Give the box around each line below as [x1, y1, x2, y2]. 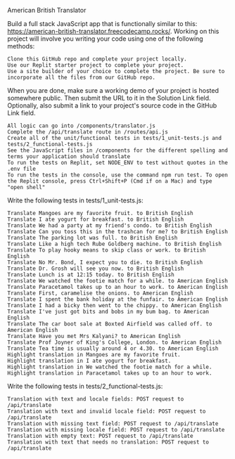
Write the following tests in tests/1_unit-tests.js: [7, 196, 144, 205]
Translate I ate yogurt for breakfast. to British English [7, 216, 184, 223]
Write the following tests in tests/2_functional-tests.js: [7, 382, 163, 390]
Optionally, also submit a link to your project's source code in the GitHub [7, 101, 217, 110]
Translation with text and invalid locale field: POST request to [7, 408, 206, 415]
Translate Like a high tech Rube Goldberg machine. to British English [7, 240, 222, 247]
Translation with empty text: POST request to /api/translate [7, 432, 193, 439]
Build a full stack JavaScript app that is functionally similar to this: [7, 20, 198, 27]
